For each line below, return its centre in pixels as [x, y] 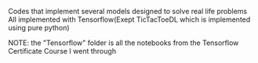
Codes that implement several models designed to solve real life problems [128, 11]
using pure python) [39, 28]
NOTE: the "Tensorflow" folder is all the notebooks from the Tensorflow [124, 43]
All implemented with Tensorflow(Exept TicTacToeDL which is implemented [129, 19]
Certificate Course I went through [62, 51]
